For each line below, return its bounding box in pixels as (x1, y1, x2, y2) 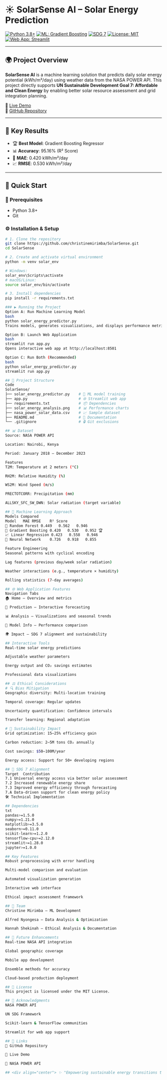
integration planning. (5, 92, 48, 98)
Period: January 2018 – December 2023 (5, 451, 85, 456)
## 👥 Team (5, 904, 26, 909)
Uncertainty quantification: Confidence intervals (5, 708, 112, 713)
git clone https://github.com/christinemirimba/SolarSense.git (5, 241, 139, 246)
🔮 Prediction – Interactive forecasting (5, 605, 90, 610)
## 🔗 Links (5, 1038, 28, 1044)
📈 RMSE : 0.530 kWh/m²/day (12, 161, 72, 166)
